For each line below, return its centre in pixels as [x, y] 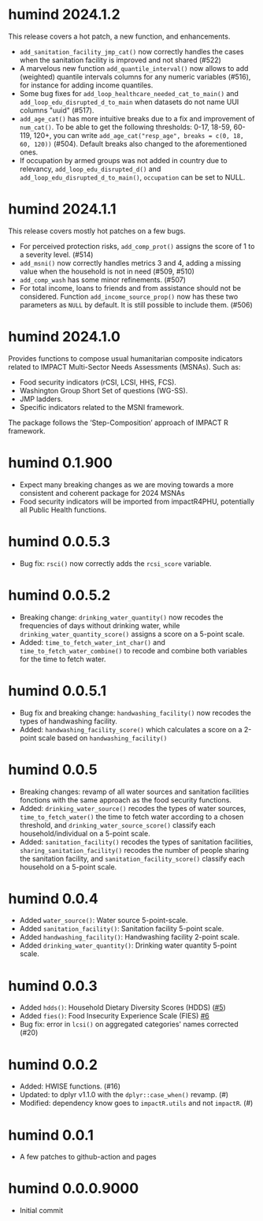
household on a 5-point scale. [68, 867]
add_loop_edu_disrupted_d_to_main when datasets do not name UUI [129, 102]
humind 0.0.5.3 [59, 541]
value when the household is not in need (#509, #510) [107, 271]
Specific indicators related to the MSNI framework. [102, 407]
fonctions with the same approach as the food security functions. [126, 800]
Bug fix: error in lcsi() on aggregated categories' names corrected [129, 1024]
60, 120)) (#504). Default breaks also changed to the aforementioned [133, 143]
